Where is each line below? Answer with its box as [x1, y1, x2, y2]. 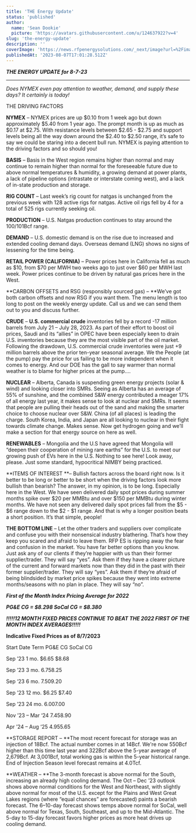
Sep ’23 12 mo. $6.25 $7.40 [6, 689, 72, 696]
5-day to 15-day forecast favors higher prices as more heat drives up [6, 814, 172, 821]
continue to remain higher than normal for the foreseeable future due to [6, 162, 178, 170]
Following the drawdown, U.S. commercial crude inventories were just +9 [6, 342, 182, 349]
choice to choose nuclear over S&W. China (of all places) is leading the [6, 410, 176, 417]
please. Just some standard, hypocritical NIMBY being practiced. [6, 458, 163, 465]
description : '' [6, 42, 45, 47]
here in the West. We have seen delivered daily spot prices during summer [6, 488, 185, 495]
